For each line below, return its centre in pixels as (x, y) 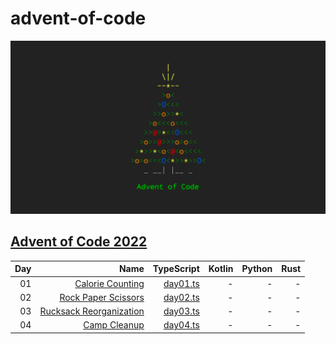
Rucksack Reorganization (92, 311)
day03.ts (181, 311)
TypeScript (176, 269)
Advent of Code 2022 (79, 242)
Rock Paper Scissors (102, 297)
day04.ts (181, 325)
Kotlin (221, 269)
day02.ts (181, 297)
